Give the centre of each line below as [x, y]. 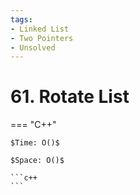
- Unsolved [33, 47]
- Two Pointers [42, 38]
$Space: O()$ [37, 161]
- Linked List [40, 29]
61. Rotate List [70, 97]
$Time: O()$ [35, 143]
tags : [21, 19]
